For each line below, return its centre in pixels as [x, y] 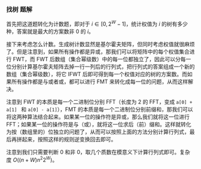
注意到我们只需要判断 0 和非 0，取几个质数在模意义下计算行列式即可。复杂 [98, 152]
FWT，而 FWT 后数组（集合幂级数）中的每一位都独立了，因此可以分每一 [102, 59]
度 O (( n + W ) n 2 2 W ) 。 [32, 159]
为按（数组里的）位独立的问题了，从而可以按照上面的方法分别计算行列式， [98, 132]
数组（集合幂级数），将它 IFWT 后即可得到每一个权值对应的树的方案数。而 [97, 74]
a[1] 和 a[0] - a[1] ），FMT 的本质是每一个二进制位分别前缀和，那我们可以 [100, 109]
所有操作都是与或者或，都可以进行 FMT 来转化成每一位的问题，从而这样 [100, 82]
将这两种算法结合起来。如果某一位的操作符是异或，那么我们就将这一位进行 [98, 117]
